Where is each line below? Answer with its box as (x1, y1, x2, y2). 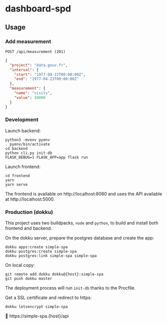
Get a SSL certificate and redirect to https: (5, 294, 92, 300)
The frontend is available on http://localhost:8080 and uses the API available (5, 190, 163, 196)
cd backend (5, 146, 28, 151)
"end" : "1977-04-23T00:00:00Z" (14, 76, 79, 81)
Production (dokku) (5, 208, 53, 215)
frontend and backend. (5, 225, 52, 231)
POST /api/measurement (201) (5, 49, 66, 54)
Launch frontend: (5, 163, 41, 169)
